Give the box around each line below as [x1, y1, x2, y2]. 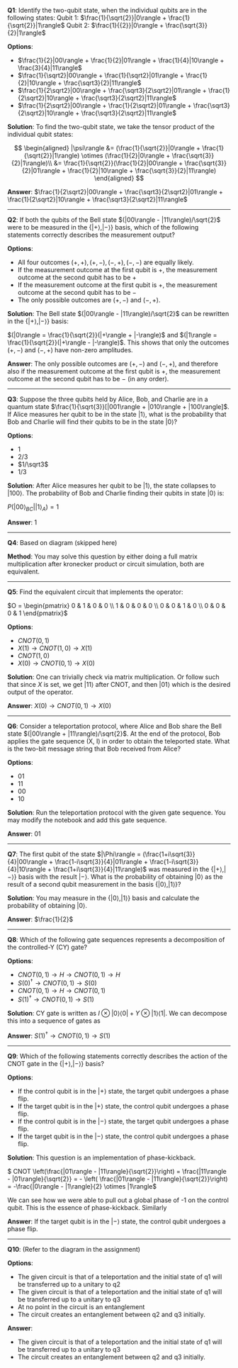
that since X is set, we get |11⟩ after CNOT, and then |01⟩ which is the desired [7, 680, 231, 688]
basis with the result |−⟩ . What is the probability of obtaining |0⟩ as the [18, 872, 223, 881]
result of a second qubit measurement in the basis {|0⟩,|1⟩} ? [7, 880, 181, 888]
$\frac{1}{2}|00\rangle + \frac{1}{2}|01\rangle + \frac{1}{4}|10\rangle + [17, 56, 225, 65]
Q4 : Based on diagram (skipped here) [7, 538, 118, 546]
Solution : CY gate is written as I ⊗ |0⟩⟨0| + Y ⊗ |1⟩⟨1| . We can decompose [7, 1009, 227, 1018]
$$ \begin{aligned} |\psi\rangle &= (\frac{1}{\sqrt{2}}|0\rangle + [13, 144, 200, 152]
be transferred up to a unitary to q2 [17, 1279, 120, 1289]
